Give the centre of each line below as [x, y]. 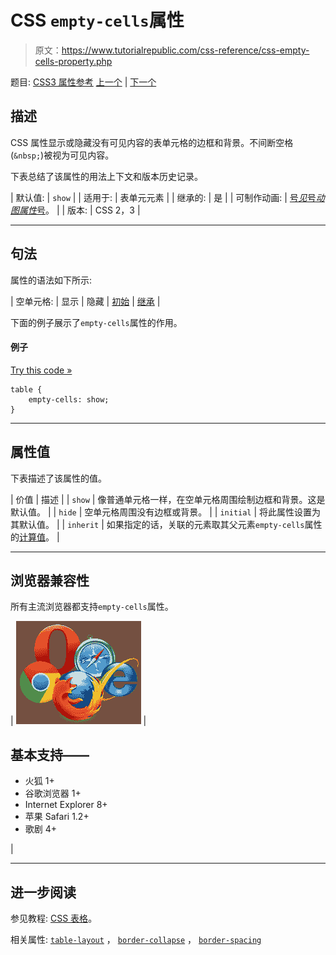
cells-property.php [73, 61]
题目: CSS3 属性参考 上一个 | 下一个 [83, 82]
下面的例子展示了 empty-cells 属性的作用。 [96, 322]
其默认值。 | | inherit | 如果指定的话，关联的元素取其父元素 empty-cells [157, 524]
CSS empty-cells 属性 [97, 20]
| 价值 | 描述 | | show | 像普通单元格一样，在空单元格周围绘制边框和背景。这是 [168, 499]
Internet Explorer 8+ [66, 805]
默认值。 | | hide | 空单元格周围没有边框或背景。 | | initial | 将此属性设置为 [166, 512]
